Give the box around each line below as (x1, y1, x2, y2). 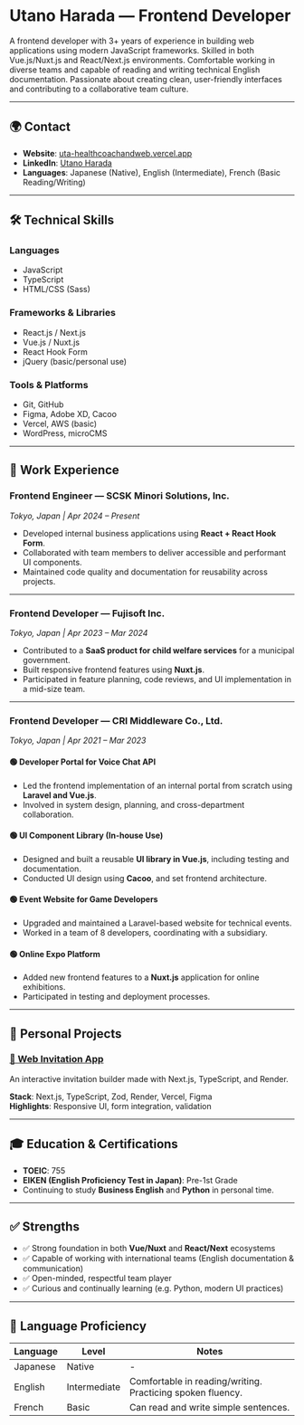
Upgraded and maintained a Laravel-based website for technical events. (22, 917, 292, 928)
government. (22, 655, 71, 666)
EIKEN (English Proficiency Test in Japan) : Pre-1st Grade (22, 1174, 238, 1185)
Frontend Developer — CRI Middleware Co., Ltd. (9, 714, 223, 727)
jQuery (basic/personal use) (22, 356, 128, 366)
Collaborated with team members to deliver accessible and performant (22, 546, 287, 557)
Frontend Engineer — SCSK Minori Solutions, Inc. (9, 489, 231, 502)
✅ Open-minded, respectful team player (22, 1273, 172, 1284)
